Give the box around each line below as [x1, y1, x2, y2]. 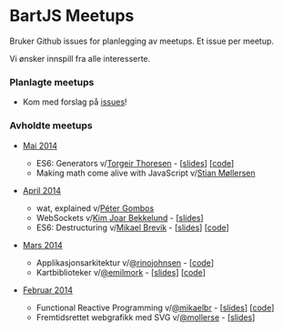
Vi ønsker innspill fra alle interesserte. [9, 53, 151, 64]
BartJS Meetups [9, 5, 135, 26]
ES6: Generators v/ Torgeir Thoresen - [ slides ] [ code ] [35, 157, 235, 168]
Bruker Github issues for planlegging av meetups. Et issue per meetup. [9, 35, 275, 46]
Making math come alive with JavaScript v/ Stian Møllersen [35, 167, 257, 178]
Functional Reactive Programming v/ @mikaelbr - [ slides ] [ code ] [35, 302, 275, 313]
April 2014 [22, 185, 62, 196]
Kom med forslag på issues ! [22, 96, 127, 107]
